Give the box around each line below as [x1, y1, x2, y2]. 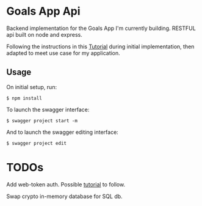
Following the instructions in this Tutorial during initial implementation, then [6, 43, 195, 50]
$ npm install [6, 95, 43, 101]
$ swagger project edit [6, 140, 67, 146]
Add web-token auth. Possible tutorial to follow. [6, 180, 126, 188]
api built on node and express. [6, 31, 82, 38]
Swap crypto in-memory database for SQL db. [6, 193, 123, 200]
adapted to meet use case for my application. [6, 49, 120, 56]
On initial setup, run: [6, 83, 57, 90]
